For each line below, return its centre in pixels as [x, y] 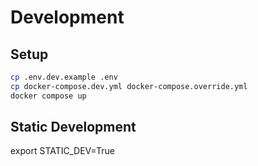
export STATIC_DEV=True [62, 151]
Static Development [73, 127]
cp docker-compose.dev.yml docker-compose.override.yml [129, 86]
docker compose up [48, 96]
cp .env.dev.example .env [64, 77]
